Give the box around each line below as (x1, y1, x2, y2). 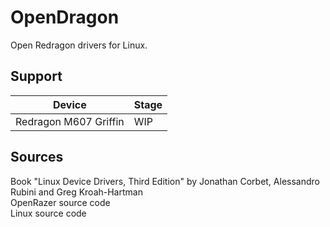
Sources (10, 149, 64, 166)
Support (10, 68, 63, 85)
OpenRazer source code (10, 196, 111, 208)
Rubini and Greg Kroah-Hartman (10, 186, 143, 198)
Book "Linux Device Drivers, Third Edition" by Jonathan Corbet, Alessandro (10, 175, 320, 187)
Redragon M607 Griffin (15, 114, 125, 128)
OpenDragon (10, 6, 120, 29)
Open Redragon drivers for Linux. (10, 39, 148, 51)
